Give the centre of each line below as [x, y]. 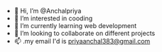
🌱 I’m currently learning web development [75, 26]
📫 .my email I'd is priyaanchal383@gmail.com [82, 41]
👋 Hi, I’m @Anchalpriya [48, 11]
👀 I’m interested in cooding [53, 18]
